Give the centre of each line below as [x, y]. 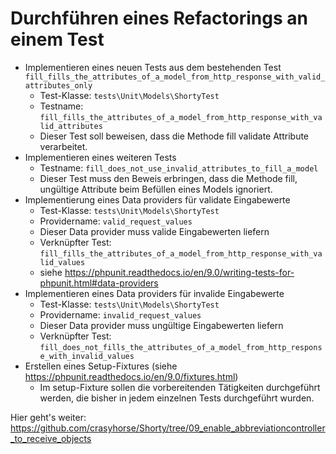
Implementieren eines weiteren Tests [100, 157]
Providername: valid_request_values [116, 221]
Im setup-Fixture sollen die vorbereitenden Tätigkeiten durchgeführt [180, 387]
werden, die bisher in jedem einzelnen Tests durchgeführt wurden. [177, 398]
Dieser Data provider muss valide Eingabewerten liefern [154, 231]
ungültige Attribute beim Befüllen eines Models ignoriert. [156, 189]
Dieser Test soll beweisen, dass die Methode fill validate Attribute [174, 136]
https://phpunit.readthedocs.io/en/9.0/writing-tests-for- [179, 272]
